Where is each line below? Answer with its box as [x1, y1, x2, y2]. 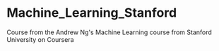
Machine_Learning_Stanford [6, 5, 177, 21]
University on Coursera [6, 35, 75, 43]
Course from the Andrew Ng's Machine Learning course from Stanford [6, 28, 213, 36]
